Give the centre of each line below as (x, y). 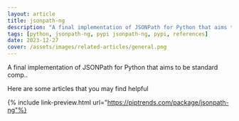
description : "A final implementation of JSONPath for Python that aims (117, 27)
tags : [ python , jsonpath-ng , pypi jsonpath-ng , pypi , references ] (108, 34)
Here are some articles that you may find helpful (78, 89)
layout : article (31, 14)
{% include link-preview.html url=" (58, 102)
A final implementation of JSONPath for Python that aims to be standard (113, 67)
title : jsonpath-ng (36, 21)
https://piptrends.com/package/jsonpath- (168, 102)
